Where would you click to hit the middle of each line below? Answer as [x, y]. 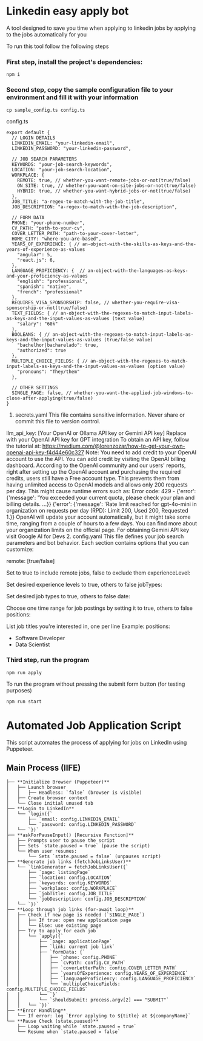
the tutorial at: [24, 446]
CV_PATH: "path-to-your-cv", [48, 228]
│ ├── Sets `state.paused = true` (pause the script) [78, 845]
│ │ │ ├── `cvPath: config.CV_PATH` [66, 963]
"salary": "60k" [38, 324]
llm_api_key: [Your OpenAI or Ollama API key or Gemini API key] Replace [96, 433]
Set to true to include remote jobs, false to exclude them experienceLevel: [98, 573]
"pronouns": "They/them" [48, 372]
